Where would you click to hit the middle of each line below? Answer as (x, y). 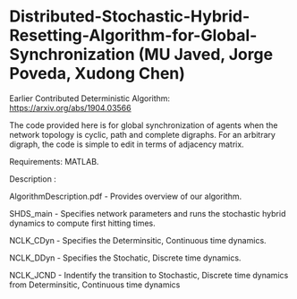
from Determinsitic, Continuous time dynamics (95, 285)
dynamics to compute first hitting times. (83, 223)
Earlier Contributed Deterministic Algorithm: (90, 98)
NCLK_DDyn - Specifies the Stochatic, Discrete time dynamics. (125, 258)
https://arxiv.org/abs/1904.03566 (70, 107)
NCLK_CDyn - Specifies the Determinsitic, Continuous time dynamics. (138, 240)
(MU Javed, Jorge (206, 55)
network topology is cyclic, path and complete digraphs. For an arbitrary (142, 134)
